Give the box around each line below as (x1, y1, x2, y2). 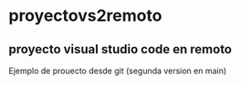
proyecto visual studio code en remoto (8, 42, 232, 57)
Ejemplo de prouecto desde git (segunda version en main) (8, 65, 227, 76)
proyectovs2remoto (8, 5, 162, 26)
